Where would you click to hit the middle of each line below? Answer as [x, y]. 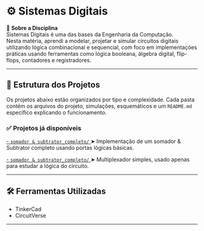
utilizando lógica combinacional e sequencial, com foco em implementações [102, 47]
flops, [13, 60]
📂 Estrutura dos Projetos [53, 85]
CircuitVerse [31, 215]
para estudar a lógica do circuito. [48, 166]
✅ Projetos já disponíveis [44, 128]
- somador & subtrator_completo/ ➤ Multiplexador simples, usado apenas [98, 159]
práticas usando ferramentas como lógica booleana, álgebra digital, [91, 53]
